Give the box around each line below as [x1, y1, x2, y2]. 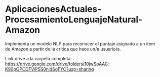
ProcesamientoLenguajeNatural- [5, 14, 143, 25]
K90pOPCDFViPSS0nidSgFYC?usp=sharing [5, 66, 94, 72]
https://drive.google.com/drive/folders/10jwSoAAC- [5, 61, 110, 67]
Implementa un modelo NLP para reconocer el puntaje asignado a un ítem [5, 40, 155, 46]
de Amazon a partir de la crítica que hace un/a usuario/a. [5, 46, 121, 52]
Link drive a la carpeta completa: [5, 55, 72, 61]
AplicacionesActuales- [5, 3, 102, 15]
